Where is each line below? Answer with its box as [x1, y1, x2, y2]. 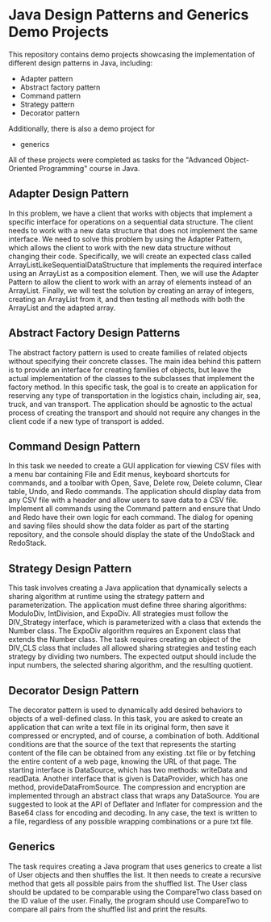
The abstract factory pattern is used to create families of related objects [8, 347, 248, 357]
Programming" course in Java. [39, 163, 140, 173]
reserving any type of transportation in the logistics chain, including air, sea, [8, 390, 261, 400]
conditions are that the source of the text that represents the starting [8, 740, 236, 748]
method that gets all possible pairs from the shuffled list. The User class [8, 878, 248, 888]
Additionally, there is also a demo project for [8, 124, 156, 133]
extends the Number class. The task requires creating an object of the [8, 635, 242, 644]
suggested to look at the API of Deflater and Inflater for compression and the [8, 799, 263, 809]
